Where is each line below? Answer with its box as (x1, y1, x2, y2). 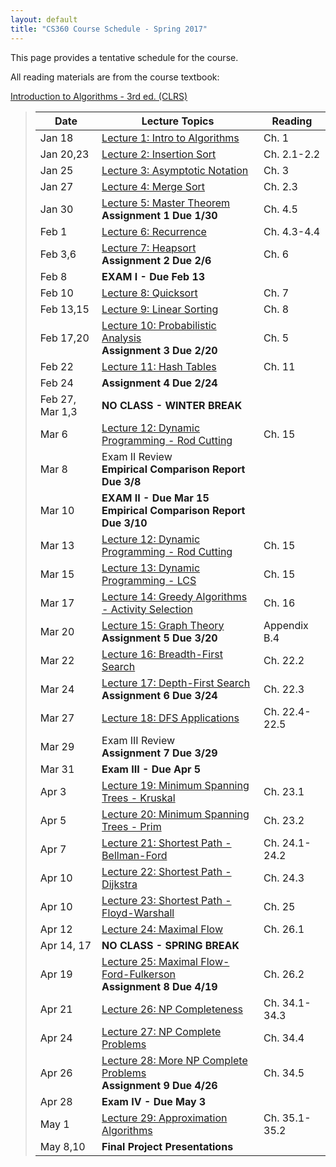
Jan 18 (39, 131, 74, 145)
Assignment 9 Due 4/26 (101, 1078, 218, 1092)
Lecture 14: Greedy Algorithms (101, 589, 248, 603)
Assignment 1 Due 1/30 (101, 208, 218, 222)
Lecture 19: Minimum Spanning (101, 778, 250, 792)
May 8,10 (39, 1139, 86, 1153)
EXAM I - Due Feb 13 (101, 269, 206, 283)
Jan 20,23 (39, 147, 90, 161)
